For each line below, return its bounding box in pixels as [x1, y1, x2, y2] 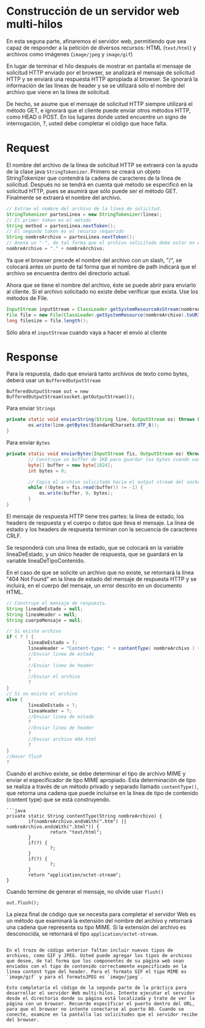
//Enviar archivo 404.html [28, 736, 97, 742]
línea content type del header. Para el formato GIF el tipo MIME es [6, 969, 187, 975]
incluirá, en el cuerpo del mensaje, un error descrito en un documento [6, 582, 182, 589]
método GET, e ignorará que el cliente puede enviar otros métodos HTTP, [6, 106, 191, 114]
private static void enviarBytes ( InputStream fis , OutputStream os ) [6, 451, 184, 457]
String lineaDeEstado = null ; [6, 605, 84, 612]
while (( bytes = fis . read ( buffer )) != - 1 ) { [28, 484, 143, 490]
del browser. [6, 1017, 40, 1023]
